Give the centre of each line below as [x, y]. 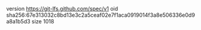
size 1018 [43, 21]
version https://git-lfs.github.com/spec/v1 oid [62, 9]
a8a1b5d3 [18, 21]
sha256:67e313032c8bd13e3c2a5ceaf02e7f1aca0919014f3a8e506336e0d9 [101, 15]
